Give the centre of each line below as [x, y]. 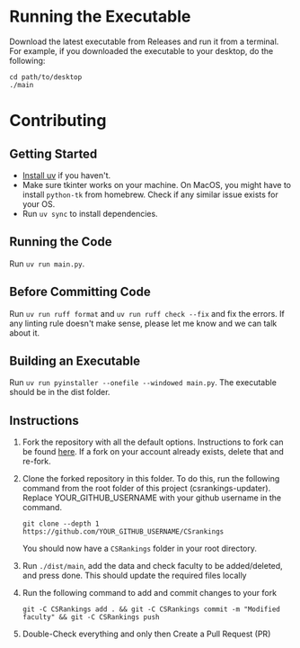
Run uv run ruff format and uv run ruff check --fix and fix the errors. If [147, 313]
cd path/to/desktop [46, 77]
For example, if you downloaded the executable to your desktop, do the [141, 50]
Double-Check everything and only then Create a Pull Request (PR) [146, 634]
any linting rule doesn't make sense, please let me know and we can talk [143, 323]
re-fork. [36, 462]
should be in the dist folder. [60, 392]
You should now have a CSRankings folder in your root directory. [140, 549]
